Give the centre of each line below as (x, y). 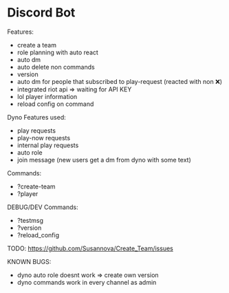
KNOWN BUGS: (29, 261)
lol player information (47, 96)
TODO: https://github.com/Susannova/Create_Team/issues (90, 248)
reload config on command (55, 104)
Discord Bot (41, 13)
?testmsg (30, 220)
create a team (37, 45)
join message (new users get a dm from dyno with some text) (104, 160)
